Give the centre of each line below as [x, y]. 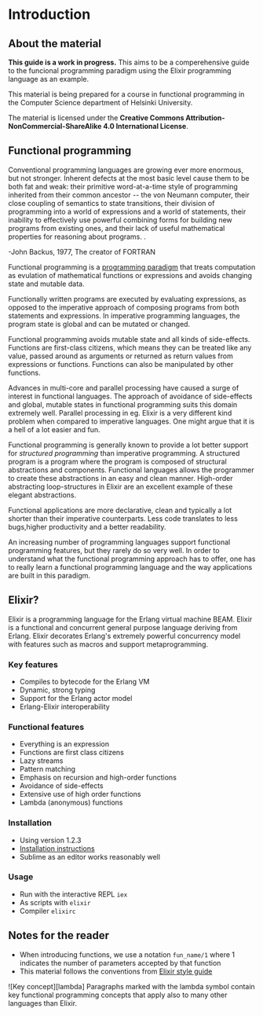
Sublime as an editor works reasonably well [90, 856]
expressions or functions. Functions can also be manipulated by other [121, 364]
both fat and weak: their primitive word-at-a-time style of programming [123, 186]
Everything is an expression [64, 744]
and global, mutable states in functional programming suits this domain [123, 404]
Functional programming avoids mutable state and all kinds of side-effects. [129, 339]
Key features [33, 664]
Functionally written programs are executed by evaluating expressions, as [127, 299]
